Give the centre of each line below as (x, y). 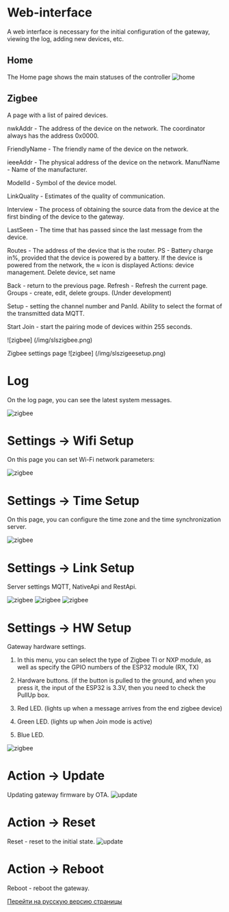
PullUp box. (33, 695)
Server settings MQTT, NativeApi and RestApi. (72, 587)
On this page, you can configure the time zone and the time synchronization (114, 519)
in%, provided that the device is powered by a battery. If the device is (105, 258)
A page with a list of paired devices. (57, 115)
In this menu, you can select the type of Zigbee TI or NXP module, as (114, 660)
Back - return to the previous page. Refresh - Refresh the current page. (107, 285)
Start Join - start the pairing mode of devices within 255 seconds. (100, 326)
